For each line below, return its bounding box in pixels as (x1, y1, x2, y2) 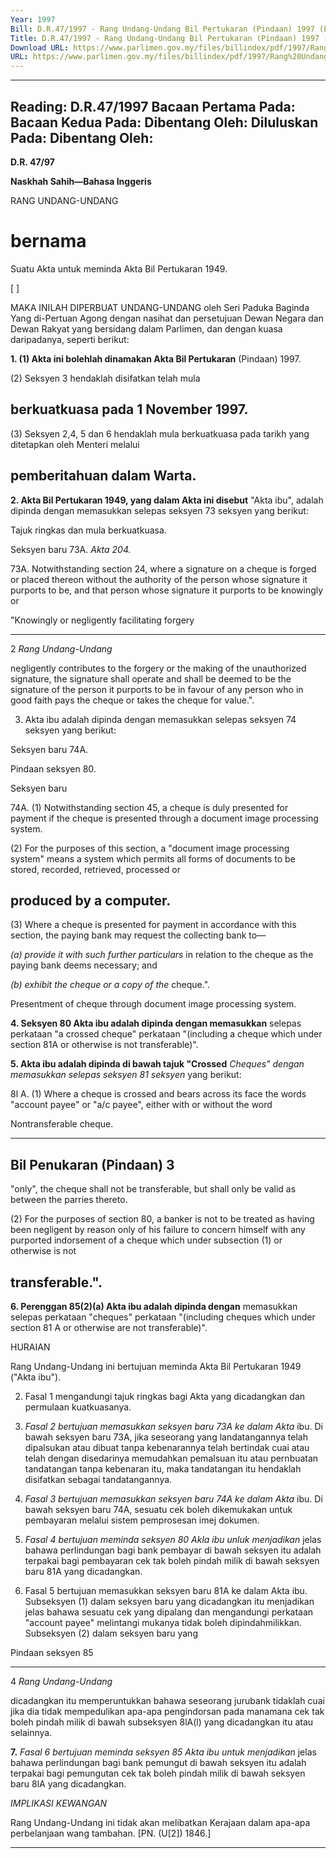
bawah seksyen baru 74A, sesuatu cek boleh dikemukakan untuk (24, 1503, 293, 1515)
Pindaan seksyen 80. (10, 762, 97, 775)
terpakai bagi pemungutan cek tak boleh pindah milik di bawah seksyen (10, 1767, 306, 1779)
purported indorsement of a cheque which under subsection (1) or (10, 1234, 283, 1246)
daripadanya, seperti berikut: (10, 333, 130, 345)
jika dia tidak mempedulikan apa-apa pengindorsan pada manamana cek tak (10, 1705, 325, 1717)
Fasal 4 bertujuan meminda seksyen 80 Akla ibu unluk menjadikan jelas (24, 1533, 322, 1545)
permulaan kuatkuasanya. (24, 1401, 132, 1413)
